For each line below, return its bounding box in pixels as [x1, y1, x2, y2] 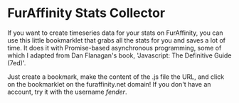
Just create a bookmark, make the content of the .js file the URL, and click [7, 72, 225, 81]
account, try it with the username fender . [7, 87, 127, 96]
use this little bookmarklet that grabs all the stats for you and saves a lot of [7, 36, 226, 44]
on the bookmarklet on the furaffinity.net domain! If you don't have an [7, 80, 211, 88]
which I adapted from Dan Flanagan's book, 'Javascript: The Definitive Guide [7, 51, 232, 60]
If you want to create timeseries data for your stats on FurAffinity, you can [7, 28, 223, 37]
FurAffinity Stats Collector [7, 5, 166, 21]
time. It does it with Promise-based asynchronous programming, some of [7, 43, 222, 52]
